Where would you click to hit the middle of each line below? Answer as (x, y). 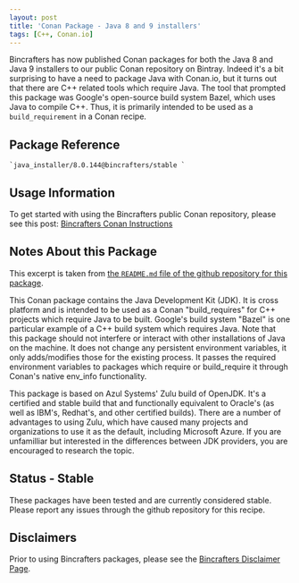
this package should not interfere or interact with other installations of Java (147, 338)
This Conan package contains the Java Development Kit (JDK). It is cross (144, 300)
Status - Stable (52, 479)
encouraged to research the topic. (72, 450)
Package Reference (65, 144)
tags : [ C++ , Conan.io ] (51, 34)
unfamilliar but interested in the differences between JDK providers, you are (149, 441)
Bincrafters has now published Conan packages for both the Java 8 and (141, 60)
